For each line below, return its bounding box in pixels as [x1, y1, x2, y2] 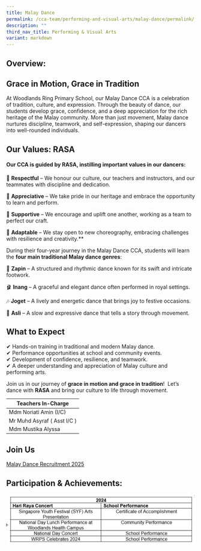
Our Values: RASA [6, 144, 75, 154]
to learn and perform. [6, 199, 59, 206]
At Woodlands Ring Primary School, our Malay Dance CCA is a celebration [6, 95, 190, 102]
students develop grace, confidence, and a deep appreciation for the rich [6, 107, 188, 115]
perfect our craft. [6, 217, 49, 224]
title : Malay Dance [6, 10, 55, 16]
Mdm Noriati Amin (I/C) [8, 409, 66, 416]
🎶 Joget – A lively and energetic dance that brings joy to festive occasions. [6, 297, 191, 304]
